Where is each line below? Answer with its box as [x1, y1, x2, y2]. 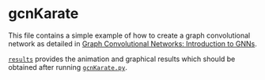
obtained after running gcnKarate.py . [8, 62, 128, 71]
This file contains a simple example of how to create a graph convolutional [8, 31, 251, 40]
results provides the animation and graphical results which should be [8, 54, 236, 64]
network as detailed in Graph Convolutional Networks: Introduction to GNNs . [8, 38, 257, 48]
